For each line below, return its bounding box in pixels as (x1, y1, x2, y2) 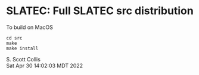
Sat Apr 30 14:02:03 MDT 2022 (6, 62, 83, 69)
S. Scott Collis (6, 56, 41, 63)
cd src (6, 35, 23, 41)
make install (6, 45, 39, 51)
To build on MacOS (6, 24, 54, 31)
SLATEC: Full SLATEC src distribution (6, 4, 194, 18)
